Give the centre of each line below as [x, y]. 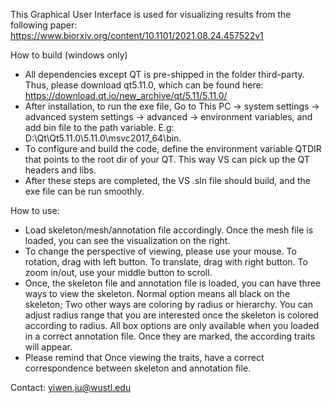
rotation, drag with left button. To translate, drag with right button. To [166, 262]
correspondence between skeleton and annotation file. [138, 368]
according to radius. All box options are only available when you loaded [172, 325]
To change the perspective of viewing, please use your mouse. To [160, 251]
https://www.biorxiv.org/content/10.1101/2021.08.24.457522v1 [137, 35]
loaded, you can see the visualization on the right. [127, 240]
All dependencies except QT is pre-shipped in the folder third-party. [164, 74]
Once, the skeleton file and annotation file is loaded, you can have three [173, 283]
